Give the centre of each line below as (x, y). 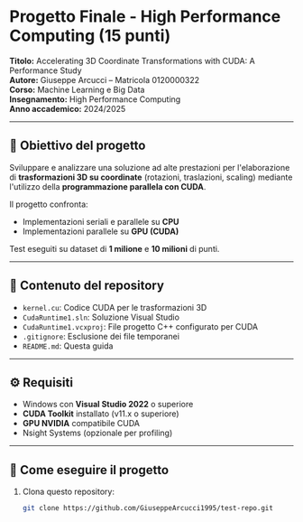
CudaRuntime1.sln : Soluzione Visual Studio (101, 317)
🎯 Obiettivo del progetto (78, 146)
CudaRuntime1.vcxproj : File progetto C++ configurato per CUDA (140, 326)
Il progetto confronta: (49, 204)
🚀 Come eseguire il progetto (89, 470)
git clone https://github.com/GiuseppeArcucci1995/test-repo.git (147, 508)
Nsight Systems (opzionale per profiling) (97, 433)
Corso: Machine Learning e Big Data (77, 89)
